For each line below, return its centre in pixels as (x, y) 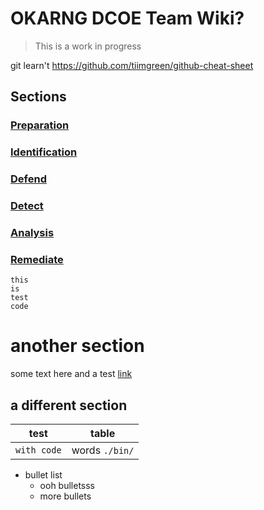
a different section (69, 405)
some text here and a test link (71, 374)
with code (38, 450)
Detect (27, 206)
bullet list (43, 474)
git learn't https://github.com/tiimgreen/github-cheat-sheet (132, 65)
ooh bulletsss (67, 485)
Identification (44, 152)
